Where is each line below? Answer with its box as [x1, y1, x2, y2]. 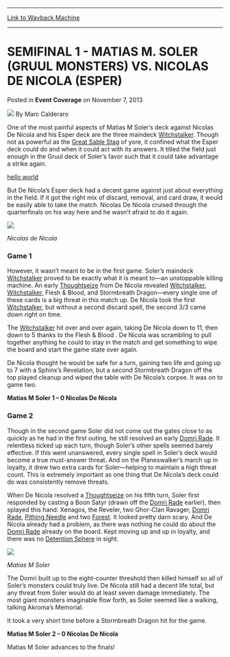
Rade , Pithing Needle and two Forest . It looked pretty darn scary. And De [7, 512, 212, 521]
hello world [7, 173, 39, 181]
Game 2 [7, 411, 34, 421]
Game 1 [7, 251, 32, 260]
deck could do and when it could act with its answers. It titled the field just [7, 145, 217, 153]
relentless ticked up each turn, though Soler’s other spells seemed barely [7, 441, 214, 449]
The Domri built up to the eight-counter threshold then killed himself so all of [7, 573, 223, 582]
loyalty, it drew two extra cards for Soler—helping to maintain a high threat [7, 463, 217, 471]
